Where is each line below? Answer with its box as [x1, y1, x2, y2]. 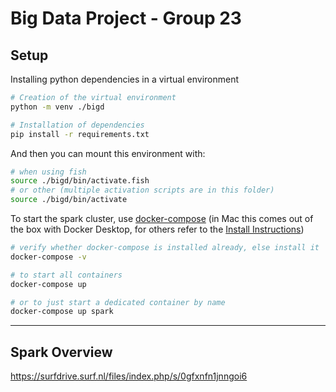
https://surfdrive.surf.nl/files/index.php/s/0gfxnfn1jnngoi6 [10, 370, 248, 382]
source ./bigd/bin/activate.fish [10, 176, 150, 186]
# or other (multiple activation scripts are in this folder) [10, 185, 275, 196]
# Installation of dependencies [10, 120, 145, 130]
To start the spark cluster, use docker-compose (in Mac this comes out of [10, 213, 314, 224]
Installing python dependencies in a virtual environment [10, 73, 240, 85]
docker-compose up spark [10, 307, 114, 317]
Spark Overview [10, 343, 113, 361]
